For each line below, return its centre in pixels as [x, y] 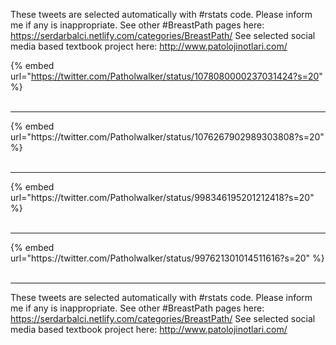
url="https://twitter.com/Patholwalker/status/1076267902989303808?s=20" [167, 137]
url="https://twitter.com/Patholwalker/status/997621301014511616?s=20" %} [167, 258]
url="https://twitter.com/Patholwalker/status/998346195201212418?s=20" [162, 197]
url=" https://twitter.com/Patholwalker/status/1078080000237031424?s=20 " [166, 76]
